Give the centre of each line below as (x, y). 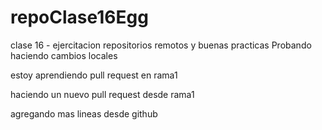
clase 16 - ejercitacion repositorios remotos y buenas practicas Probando (161, 45)
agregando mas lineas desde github (84, 113)
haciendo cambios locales (64, 55)
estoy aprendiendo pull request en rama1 (94, 75)
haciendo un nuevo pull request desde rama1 (102, 94)
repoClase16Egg (79, 17)
